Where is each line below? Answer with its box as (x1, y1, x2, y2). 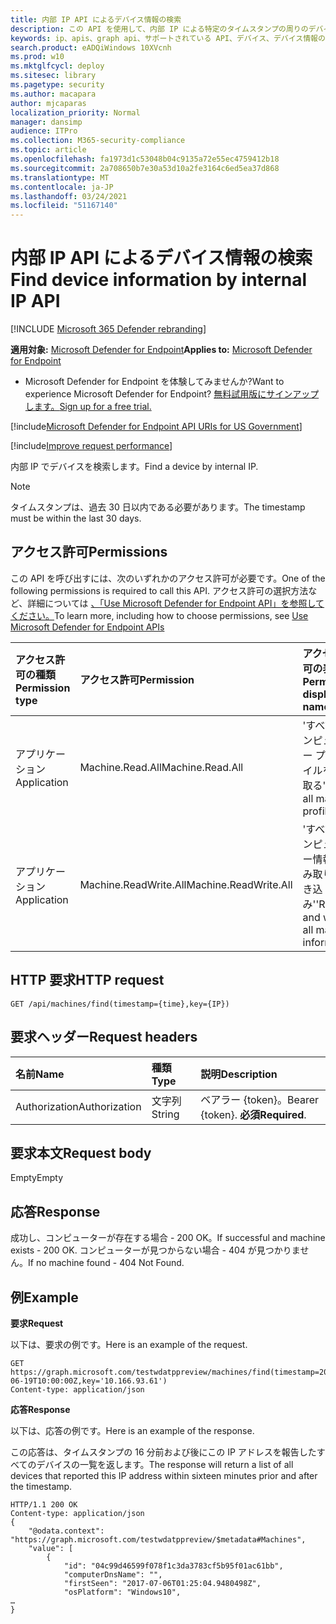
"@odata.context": (28, 1526, 105, 1536)
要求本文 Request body (10, 1144, 152, 1161)
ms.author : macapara (10, 89, 97, 99)
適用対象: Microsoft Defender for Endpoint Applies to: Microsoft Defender (10, 344, 313, 356)
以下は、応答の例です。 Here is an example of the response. (10, 1424, 255, 1436)
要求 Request (10, 1317, 64, 1329)
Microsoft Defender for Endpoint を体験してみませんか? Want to (24, 376, 285, 388)
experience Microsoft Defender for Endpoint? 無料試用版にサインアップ (24, 388, 320, 400)
